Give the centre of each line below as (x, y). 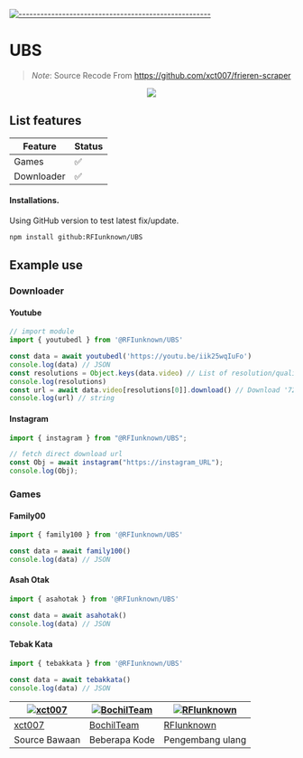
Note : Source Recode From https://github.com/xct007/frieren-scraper (161, 75)
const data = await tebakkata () (70, 679)
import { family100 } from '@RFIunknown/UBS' (96, 535)
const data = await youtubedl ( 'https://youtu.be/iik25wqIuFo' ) (131, 357)
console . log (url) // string (62, 398)
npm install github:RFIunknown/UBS (76, 237)
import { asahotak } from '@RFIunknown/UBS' (94, 599)
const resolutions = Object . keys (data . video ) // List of (119, 373)
